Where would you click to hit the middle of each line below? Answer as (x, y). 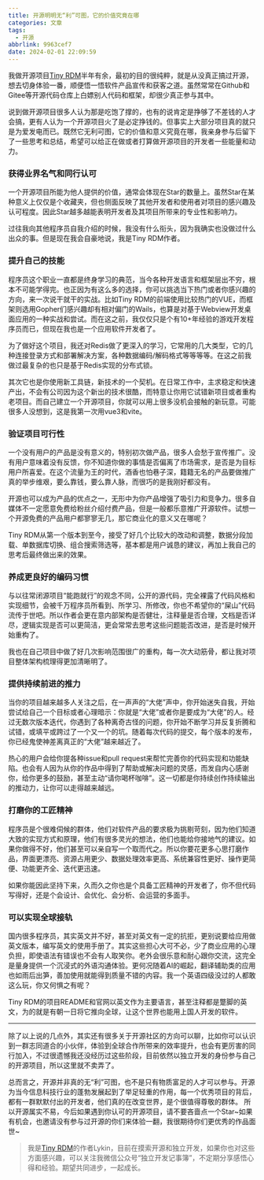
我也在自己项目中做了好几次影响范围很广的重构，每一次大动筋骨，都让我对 (128, 652)
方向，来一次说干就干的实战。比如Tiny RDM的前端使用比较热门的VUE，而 (127, 299)
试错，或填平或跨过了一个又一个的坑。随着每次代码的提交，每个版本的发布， (132, 732)
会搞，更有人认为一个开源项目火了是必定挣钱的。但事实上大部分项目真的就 (128, 122)
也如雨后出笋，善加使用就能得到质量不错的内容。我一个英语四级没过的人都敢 (132, 975)
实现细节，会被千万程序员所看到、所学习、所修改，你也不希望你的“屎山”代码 (132, 605)
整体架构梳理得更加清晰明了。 (63, 661)
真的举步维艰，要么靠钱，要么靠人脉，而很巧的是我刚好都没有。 (111, 482)
